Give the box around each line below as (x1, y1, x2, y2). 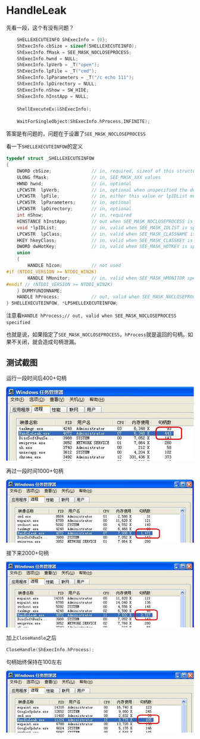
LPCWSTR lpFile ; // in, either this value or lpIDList (17, 193, 187, 199)
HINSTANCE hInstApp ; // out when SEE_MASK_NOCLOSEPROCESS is (17, 218, 193, 224)
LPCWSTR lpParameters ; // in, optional (17, 199, 132, 206)
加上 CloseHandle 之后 (6, 634, 57, 641)
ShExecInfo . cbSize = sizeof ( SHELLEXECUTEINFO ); (17, 43, 137, 49)
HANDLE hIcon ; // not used (27, 263, 121, 269)
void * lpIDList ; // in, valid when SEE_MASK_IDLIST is (17, 224, 187, 230)
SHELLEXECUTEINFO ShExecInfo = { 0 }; (17, 36, 108, 42)
